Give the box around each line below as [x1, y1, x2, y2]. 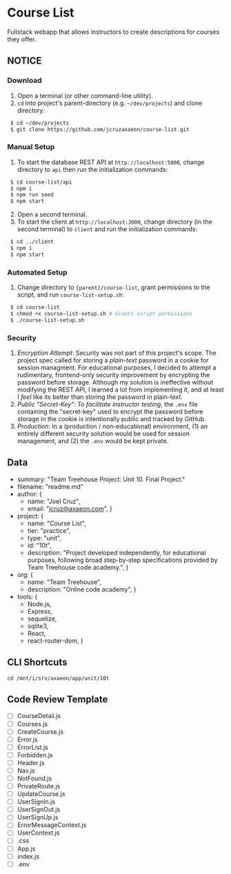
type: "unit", [27, 534, 62, 542]
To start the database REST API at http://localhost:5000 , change [17, 157, 205, 166]
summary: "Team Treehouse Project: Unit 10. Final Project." [17, 475, 185, 483]
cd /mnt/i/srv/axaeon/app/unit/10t [7, 674, 110, 681]
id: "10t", [27, 541, 52, 550]
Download [7, 76, 43, 86]
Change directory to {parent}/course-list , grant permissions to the [17, 283, 210, 291]
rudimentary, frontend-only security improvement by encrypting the [17, 371, 210, 379]
